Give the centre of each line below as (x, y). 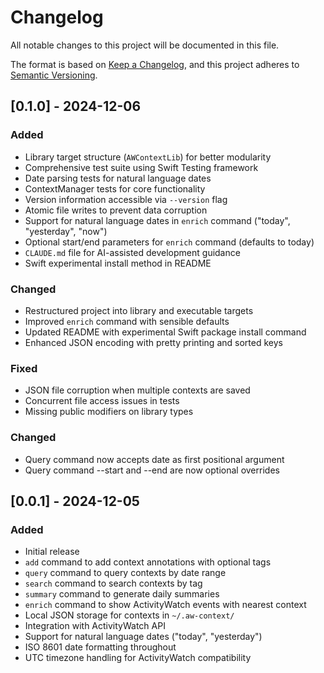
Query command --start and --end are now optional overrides (152, 470)
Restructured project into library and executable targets (139, 310)
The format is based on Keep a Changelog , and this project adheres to (155, 64)
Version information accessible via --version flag (126, 199)
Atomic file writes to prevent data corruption (116, 210)
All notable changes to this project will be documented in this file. (145, 45)
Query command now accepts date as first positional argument (154, 459)
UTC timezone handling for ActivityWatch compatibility (138, 658)
